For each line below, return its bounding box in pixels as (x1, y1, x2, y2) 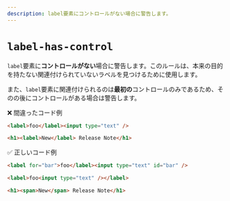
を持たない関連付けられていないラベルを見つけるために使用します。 (7, 70, 202, 79)
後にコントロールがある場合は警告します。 (19, 93, 141, 102)
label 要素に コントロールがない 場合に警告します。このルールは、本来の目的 (7, 61, 224, 70)
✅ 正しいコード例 (7, 148, 57, 156)
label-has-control (7, 40, 113, 53)
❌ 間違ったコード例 (7, 108, 63, 117)
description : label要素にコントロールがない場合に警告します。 (7, 10, 172, 17)
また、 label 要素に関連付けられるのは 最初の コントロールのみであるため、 (7, 85, 217, 93)
